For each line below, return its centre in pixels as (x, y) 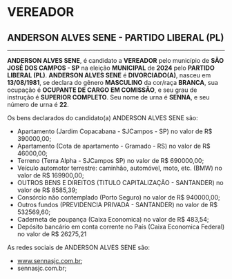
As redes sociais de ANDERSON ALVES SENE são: (79, 247)
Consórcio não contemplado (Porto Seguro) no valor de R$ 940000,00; (119, 197)
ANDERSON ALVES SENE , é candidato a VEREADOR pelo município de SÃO (116, 60)
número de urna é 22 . (38, 105)
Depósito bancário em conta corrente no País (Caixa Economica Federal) (121, 227)
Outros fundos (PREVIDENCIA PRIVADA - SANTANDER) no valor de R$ (117, 205)
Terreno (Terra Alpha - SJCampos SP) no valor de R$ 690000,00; (110, 161)
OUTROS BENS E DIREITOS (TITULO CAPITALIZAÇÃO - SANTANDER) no (120, 183)
